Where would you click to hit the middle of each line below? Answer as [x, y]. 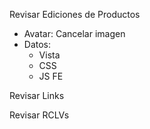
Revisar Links [37, 95]
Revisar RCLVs [39, 115]
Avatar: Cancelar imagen [74, 33]
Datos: [37, 44]
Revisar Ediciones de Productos [75, 14]
